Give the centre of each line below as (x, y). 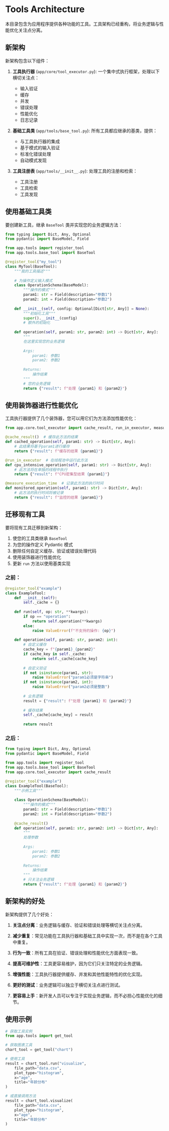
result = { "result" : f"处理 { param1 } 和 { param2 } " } (77, 701)
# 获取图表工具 (19, 1045)
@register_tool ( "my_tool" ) (33, 262)
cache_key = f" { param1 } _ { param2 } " (59, 649)
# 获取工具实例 (19, 1031)
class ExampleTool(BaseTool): (37, 786)
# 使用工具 (15, 1059)
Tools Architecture (45, 9)
